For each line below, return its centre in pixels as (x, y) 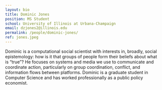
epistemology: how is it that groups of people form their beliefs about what (81, 56)
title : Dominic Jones (27, 14)
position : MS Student (27, 19)
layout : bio (17, 10)
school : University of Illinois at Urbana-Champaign (61, 23)
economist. (17, 83)
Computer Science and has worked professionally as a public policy (74, 78)
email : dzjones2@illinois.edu (36, 28)
